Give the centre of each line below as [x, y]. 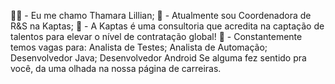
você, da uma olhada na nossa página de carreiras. [116, 68]
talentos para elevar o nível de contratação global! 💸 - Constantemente [156, 36]
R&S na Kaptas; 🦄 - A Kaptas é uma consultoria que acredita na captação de [167, 26]
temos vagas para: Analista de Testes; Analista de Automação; [139, 47]
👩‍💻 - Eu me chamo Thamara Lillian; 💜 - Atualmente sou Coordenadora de [161, 15]
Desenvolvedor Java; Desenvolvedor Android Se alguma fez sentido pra [158, 58]
